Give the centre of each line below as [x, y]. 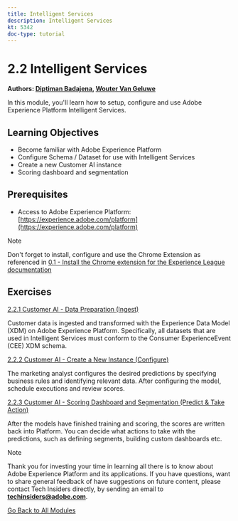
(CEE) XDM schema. [37, 345]
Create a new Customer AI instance [70, 165]
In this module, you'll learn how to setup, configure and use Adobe [105, 102]
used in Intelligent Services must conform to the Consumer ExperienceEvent [119, 338]
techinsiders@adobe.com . [48, 496]
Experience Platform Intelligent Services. [67, 110]
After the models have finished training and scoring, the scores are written [116, 423]
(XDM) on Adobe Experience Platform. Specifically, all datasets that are [112, 330]
